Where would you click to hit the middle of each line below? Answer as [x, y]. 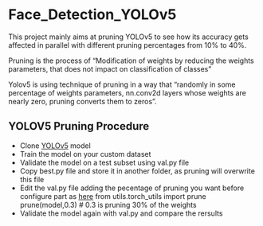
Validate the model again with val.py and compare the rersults [121, 213]
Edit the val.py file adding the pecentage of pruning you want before [132, 188]
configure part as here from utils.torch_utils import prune [113, 196]
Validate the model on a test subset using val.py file [104, 162]
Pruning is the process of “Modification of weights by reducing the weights [131, 60]
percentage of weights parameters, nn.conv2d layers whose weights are [128, 92]
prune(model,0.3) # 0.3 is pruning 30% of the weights [108, 205]
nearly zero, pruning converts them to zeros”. [82, 101]
